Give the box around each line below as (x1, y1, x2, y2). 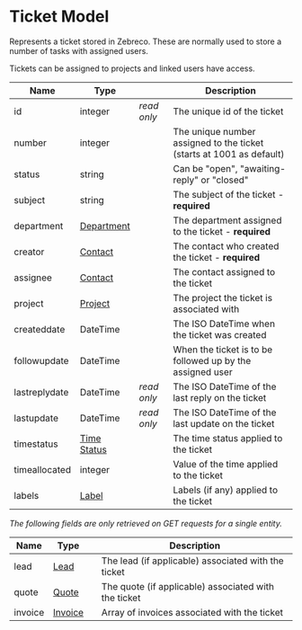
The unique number (173, 125, 256, 138)
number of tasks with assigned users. (9, 45, 148, 56)
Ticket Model (9, 6, 110, 27)
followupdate (13, 354, 69, 367)
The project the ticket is (173, 291, 272, 304)
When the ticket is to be (173, 343, 273, 356)
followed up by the (173, 354, 252, 367)
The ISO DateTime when (173, 317, 276, 330)
